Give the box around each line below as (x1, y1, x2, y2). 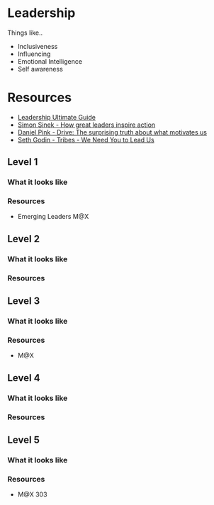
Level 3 (7, 295, 40, 307)
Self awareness (17, 64, 64, 73)
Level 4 (7, 372, 40, 384)
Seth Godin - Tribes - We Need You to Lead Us (17, 135, 154, 144)
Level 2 (7, 232, 40, 245)
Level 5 (7, 433, 40, 446)
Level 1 (7, 156, 38, 168)
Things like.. (7, 28, 43, 37)
